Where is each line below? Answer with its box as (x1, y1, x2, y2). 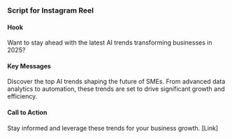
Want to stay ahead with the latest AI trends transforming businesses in (7, 38, 212, 47)
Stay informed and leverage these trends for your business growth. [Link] (7, 124, 219, 132)
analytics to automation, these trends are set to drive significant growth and (7, 85, 225, 93)
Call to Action (7, 108, 48, 117)
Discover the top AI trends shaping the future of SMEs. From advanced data (7, 78, 226, 86)
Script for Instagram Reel (7, 6, 94, 15)
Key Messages (7, 61, 51, 70)
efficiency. (7, 92, 38, 101)
